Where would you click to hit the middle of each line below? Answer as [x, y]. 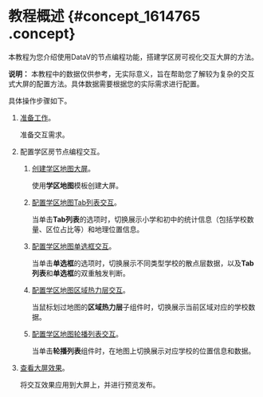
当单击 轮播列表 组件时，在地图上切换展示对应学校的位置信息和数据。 [143, 351]
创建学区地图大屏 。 [63, 168]
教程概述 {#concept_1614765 [104, 16]
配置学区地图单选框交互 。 [74, 246]
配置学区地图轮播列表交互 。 [77, 334]
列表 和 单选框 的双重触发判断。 [80, 273]
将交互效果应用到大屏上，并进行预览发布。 [90, 384]
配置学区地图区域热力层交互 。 [80, 290]
